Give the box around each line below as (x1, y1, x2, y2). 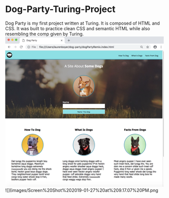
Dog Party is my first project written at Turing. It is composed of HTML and (5, 20, 160, 26)
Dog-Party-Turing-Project (5, 4, 116, 15)
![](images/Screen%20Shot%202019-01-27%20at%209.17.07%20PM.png (5, 187, 158, 193)
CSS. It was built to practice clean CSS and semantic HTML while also (5, 25, 150, 31)
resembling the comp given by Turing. (5, 31, 84, 37)
